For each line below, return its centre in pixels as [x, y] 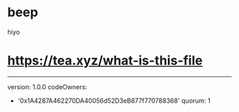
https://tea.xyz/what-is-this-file [105, 61]
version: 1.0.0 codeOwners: [47, 86]
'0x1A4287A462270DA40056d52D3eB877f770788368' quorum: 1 [114, 101]
